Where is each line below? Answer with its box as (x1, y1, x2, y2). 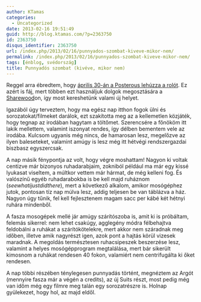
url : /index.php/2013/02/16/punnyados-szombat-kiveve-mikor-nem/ (6, 48, 174, 54)
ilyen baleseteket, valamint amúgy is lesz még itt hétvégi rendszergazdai (6, 138, 187, 146)
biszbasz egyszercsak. (6, 144, 63, 152)
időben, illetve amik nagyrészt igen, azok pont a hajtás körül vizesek (6, 232, 176, 239)
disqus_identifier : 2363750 (6, 43, 77, 49)
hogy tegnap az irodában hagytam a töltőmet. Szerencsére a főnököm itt (6, 119, 187, 126)
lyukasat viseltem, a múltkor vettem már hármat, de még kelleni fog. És (6, 169, 182, 176)
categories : (6, 14, 36, 21)
